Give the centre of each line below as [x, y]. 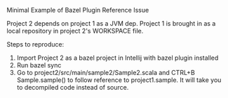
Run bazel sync [39, 65]
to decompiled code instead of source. [73, 87]
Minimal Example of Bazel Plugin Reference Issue [78, 10]
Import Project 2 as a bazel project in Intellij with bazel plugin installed [118, 58]
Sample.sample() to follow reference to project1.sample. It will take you [119, 80]
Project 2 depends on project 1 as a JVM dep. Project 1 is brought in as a [111, 23]
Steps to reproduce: [35, 44]
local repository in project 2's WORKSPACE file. [75, 31]
